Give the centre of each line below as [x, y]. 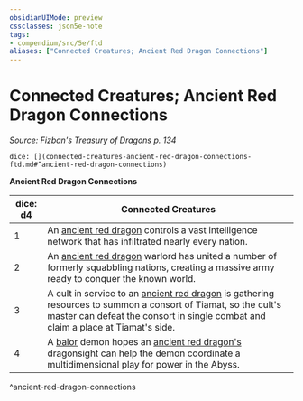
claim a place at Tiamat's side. [111, 328]
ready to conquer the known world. [122, 279]
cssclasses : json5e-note [56, 26]
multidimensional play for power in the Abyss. [144, 365]
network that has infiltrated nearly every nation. [147, 242]
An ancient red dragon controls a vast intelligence [152, 230]
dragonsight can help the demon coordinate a [144, 353]
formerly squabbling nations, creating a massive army [161, 267]
